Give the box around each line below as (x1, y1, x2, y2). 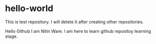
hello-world (5, 3, 54, 14)
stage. (5, 33, 18, 39)
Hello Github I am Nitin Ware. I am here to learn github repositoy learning (5, 28, 152, 34)
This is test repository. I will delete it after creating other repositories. (5, 19, 144, 25)
